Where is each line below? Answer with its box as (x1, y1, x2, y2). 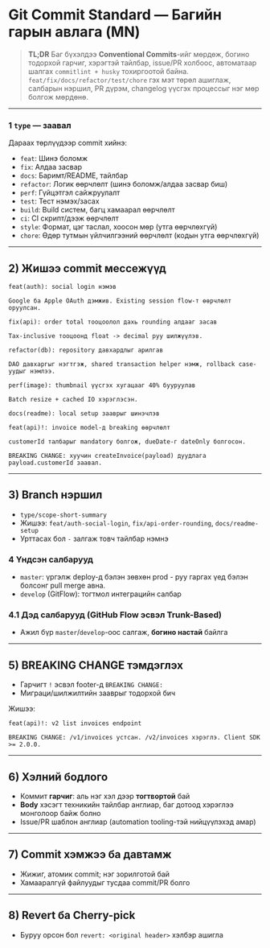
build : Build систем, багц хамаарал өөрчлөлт (19, 205, 175, 215)
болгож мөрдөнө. (27, 92, 88, 101)
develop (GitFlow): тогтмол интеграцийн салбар (19, 589, 182, 599)
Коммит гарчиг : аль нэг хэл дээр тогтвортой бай (19, 791, 190, 802)
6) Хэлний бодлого (8, 770, 108, 784)
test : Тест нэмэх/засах (19, 196, 100, 206)
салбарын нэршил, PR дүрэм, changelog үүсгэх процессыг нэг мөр (27, 83, 260, 93)
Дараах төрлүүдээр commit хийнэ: (8, 138, 127, 148)
